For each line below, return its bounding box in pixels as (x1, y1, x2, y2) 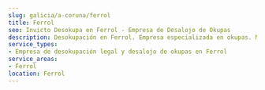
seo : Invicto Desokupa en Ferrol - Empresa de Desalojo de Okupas (8, 26, 231, 34)
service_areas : (8, 56, 58, 63)
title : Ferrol (8, 19, 55, 27)
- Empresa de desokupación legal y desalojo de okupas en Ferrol (8, 48, 227, 56)
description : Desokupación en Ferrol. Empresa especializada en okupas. (8, 33, 252, 41)
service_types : (8, 41, 58, 49)
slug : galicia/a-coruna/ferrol (8, 11, 111, 20)
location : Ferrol (8, 70, 65, 77)
